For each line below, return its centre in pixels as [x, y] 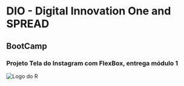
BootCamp [27, 46]
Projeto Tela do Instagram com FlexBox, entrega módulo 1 [92, 63]
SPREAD [28, 24]
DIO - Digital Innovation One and [89, 11]
